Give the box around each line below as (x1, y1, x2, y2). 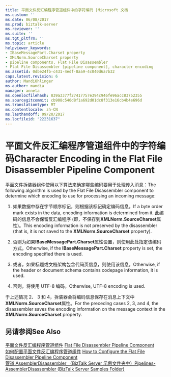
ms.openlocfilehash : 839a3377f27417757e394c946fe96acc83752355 (5, 93, 142, 98)
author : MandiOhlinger (5, 79, 53, 84)
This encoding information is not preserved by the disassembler (23, 222, 158, 229)
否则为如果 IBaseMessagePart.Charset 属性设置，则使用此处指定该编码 (12, 238, 162, 245)
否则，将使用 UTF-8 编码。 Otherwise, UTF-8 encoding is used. (12, 283, 146, 289)
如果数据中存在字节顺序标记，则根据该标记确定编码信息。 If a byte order (12, 203, 163, 209)
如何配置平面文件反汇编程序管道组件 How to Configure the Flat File (5, 348, 145, 355)
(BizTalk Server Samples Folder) (57, 366, 125, 372)
